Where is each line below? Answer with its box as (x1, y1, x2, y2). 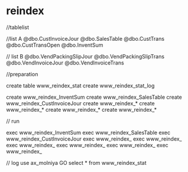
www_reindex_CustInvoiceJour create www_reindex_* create (6, 99, 155, 107)
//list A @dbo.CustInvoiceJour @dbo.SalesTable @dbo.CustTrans (6, 35, 164, 42)
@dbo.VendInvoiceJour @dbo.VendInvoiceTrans (6, 59, 124, 66)
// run (6, 117, 20, 125)
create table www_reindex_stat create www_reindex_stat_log (6, 82, 155, 89)
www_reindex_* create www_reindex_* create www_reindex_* (6, 106, 157, 113)
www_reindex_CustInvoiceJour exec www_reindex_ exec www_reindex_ (6, 135, 182, 142)
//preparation (6, 70, 38, 77)
